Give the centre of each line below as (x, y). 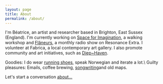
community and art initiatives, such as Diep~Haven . (57, 53)
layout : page (18, 9)
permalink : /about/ (25, 18)
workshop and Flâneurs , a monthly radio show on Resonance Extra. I (74, 43)
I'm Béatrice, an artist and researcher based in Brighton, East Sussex (74, 33)
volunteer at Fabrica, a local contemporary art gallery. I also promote (74, 48)
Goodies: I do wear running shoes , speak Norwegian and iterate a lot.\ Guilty (82, 62)
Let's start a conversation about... (39, 77)
